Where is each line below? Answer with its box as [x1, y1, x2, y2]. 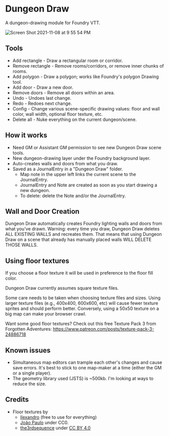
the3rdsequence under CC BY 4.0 [20, 424, 91, 431]
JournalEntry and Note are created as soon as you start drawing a [20, 182, 157, 188]
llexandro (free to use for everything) [20, 414, 97, 420]
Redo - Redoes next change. [12, 100, 72, 106]
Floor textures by [12, 409, 48, 415]
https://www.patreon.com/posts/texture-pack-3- [52, 326, 154, 332]
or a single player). [12, 370, 52, 376]
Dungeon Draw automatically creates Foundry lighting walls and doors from [5, 220, 162, 227]
